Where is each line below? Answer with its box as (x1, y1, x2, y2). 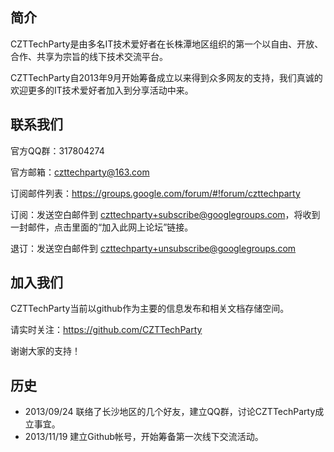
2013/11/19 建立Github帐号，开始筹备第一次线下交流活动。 (24, 431, 264, 443)
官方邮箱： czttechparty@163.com (10, 166, 150, 178)
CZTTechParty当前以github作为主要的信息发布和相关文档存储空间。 (10, 303, 290, 315)
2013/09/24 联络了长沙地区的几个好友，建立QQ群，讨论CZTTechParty (24, 406, 316, 418)
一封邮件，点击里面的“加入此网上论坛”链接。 (10, 221, 194, 233)
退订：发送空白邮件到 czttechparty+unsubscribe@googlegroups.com (10, 242, 297, 254)
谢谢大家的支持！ (10, 345, 81, 357)
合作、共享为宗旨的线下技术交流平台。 (10, 50, 168, 62)
